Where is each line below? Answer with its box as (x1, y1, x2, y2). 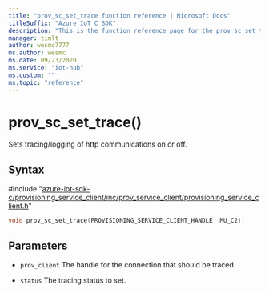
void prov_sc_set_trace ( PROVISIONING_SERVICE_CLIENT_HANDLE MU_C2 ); (8, 217, 246, 225)
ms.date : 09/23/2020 (8, 57, 78, 65)
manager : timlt (8, 34, 59, 42)
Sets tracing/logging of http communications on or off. (8, 139, 187, 149)
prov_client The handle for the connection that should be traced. (19, 259, 236, 269)
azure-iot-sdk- (42, 184, 90, 194)
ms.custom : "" (8, 71, 56, 79)
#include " (8, 184, 42, 194)
